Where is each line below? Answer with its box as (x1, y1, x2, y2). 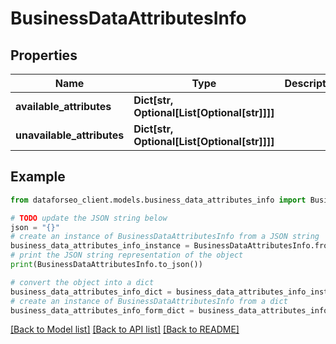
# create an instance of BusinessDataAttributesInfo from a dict (10, 296, 288, 306)
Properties (10, 47, 78, 64)
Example (10, 168, 66, 186)
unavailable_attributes (15, 128, 125, 142)
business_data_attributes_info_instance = (10, 241, 190, 251)
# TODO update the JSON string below (10, 213, 168, 223)
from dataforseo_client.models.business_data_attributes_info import (10, 195, 307, 205)
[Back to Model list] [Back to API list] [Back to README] (10, 323, 240, 336)
